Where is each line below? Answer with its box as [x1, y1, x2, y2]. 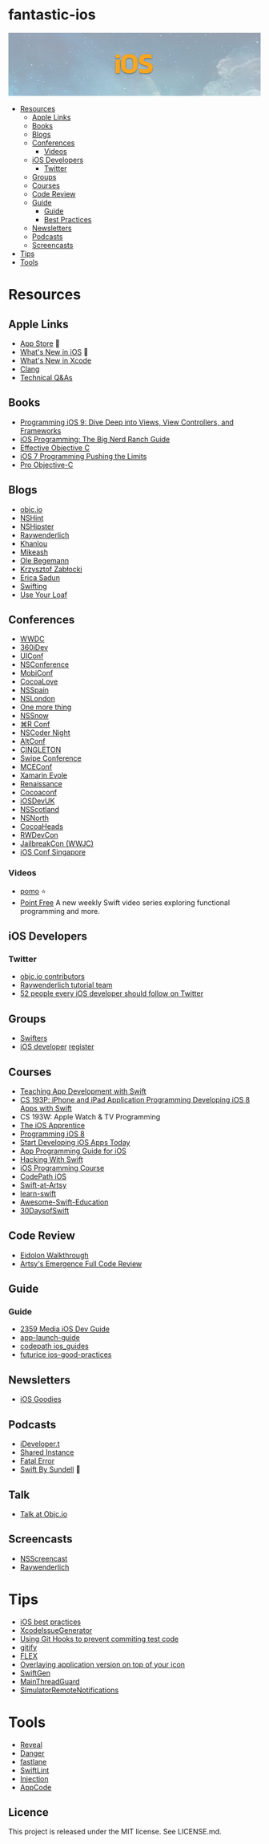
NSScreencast [19, 1554, 68, 1563]
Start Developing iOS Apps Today [19, 1137, 130, 1147]
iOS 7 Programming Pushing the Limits [19, 451, 147, 461]
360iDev [19, 643, 49, 652]
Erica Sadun [19, 572, 60, 583]
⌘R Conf [19, 720, 50, 729]
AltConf [19, 737, 46, 746]
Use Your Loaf [19, 590, 68, 599]
